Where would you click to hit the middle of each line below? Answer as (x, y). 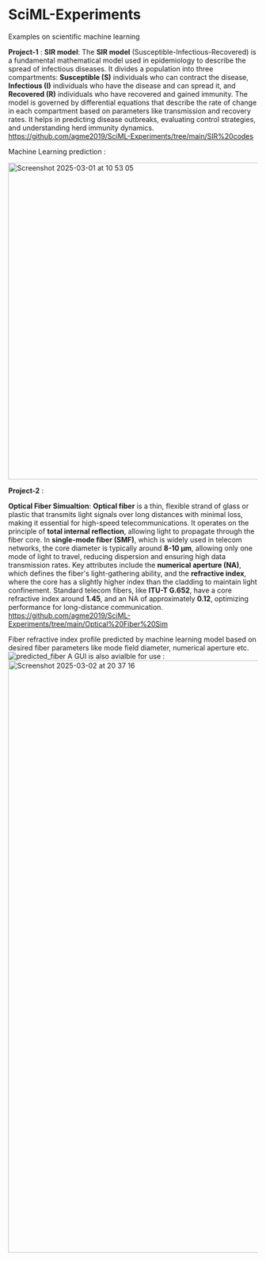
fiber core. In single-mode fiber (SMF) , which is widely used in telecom (125, 539)
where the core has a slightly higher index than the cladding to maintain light (133, 581)
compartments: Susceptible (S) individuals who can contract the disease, (129, 77)
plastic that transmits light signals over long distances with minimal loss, (125, 514)
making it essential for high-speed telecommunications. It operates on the (129, 523)
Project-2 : (26, 490)
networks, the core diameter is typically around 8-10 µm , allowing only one (131, 548)
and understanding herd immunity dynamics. (81, 128)
